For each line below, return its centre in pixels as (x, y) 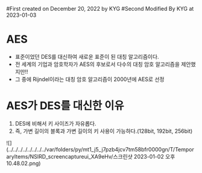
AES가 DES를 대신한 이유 (65, 106)
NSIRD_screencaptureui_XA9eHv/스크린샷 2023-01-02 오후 (103, 156)
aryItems (17, 156)
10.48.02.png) (24, 163)
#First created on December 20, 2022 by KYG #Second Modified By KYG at (100, 9)
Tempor (185, 149)
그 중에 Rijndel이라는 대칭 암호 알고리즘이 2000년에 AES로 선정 (90, 79)
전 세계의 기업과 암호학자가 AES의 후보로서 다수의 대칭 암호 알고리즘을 (97, 64)
